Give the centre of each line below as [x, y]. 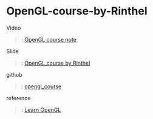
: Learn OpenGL [41, 109]
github [14, 74]
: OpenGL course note [49, 39]
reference [19, 98]
